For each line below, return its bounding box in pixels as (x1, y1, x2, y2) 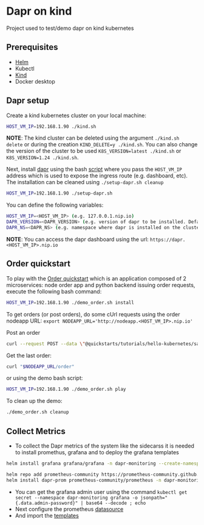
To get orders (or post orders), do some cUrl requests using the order (6, 310, 180, 318)
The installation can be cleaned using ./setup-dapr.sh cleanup (6, 179, 164, 186)
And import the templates (15, 512, 79, 519)
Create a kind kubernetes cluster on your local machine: (6, 112, 147, 119)
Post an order (6, 329, 41, 336)
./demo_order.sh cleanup (6, 409, 69, 415)
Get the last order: (6, 352, 52, 359)
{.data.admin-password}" (15, 500, 78, 506)
